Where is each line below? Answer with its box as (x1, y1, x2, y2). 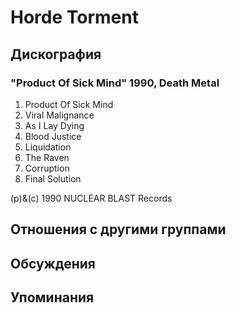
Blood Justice (24, 130, 82, 142)
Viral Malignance (24, 109, 95, 121)
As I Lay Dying (24, 119, 85, 131)
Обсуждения (10, 255, 96, 272)
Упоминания (10, 289, 95, 306)
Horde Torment (10, 6, 139, 29)
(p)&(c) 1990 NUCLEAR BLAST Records (10, 192, 173, 204)
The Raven (24, 151, 70, 163)
